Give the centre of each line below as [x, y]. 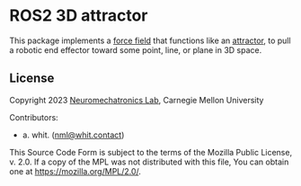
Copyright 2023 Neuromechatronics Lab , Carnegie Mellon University [137, 100]
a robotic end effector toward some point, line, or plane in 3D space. [136, 49]
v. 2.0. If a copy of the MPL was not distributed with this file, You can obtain [149, 162]
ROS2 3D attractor [79, 16]
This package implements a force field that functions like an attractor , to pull [150, 40]
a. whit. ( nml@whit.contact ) [73, 135]
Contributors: [34, 117]
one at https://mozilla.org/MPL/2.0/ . [75, 171]
